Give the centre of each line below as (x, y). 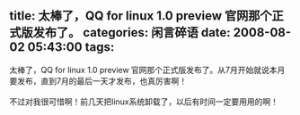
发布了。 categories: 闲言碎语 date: (132, 33)
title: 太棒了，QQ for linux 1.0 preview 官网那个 (141, 16)
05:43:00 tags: (71, 47)
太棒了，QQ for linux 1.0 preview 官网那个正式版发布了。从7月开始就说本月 (147, 70)
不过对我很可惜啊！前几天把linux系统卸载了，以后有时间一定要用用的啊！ (144, 102)
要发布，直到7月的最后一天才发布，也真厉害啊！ (98, 81)
